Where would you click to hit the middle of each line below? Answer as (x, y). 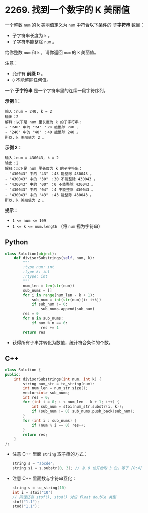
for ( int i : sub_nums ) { (50, 421)
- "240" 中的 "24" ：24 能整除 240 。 (43, 127)
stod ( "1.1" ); (26, 506)
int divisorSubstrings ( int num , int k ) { (58, 379)
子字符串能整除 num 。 (35, 42)
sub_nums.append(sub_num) (68, 309)
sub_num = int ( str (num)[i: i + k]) (66, 300)
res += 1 (50, 327)
